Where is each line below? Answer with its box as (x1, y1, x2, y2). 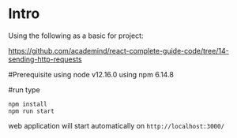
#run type (8, 84, 41, 95)
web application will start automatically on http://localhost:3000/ (8, 121, 225, 130)
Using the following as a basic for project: (8, 31, 144, 40)
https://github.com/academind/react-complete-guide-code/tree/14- (8, 46, 229, 55)
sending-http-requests (8, 54, 82, 64)
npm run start (8, 107, 55, 115)
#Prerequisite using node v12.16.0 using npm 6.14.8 (8, 69, 174, 79)
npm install (8, 100, 47, 108)
